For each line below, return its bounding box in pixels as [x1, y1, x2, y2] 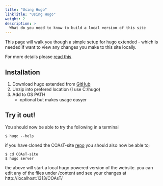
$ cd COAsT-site [5, 152, 38, 156]
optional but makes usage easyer [19, 96, 87, 102]
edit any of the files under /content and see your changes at [5, 170, 127, 176]
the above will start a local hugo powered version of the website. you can [5, 164, 153, 170]
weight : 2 [5, 16, 26, 21]
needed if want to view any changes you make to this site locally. [5, 44, 136, 50]
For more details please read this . [5, 54, 73, 60]
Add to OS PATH [12, 92, 46, 97]
